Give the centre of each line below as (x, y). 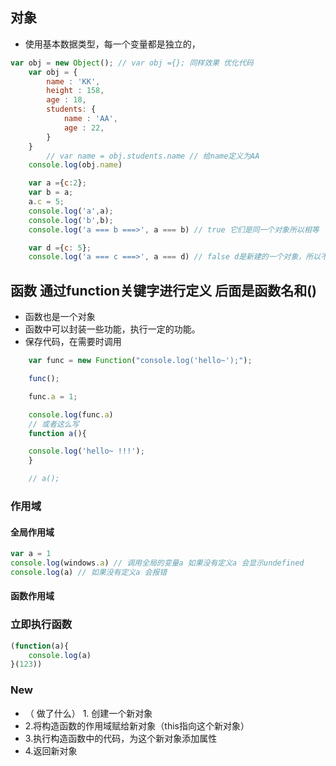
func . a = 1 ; (53, 396)
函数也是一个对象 (60, 317)
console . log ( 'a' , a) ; (71, 211)
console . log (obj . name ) (75, 165)
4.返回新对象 (51, 750)
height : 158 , (75, 91)
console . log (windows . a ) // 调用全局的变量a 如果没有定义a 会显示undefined (157, 563)
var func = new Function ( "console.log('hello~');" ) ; (140, 361)
